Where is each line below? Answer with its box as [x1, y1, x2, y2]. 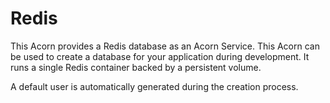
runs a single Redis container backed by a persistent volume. [10, 61, 262, 73]
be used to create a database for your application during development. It [10, 50, 310, 62]
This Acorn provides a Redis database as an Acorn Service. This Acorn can [10, 40, 320, 52]
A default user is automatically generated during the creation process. [10, 80, 299, 92]
